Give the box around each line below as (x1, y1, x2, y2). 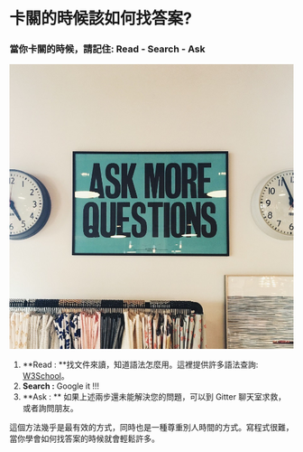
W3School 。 (22, 370, 69, 381)
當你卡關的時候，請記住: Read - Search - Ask (9, 42, 206, 55)
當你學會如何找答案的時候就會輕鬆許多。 (9, 433, 160, 444)
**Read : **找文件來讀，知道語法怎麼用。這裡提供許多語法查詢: (22, 359, 259, 370)
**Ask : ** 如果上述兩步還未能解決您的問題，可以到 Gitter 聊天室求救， (22, 391, 287, 402)
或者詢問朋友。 (22, 402, 78, 413)
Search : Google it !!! (22, 381, 100, 391)
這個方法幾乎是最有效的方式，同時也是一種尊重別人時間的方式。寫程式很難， (9, 421, 294, 432)
